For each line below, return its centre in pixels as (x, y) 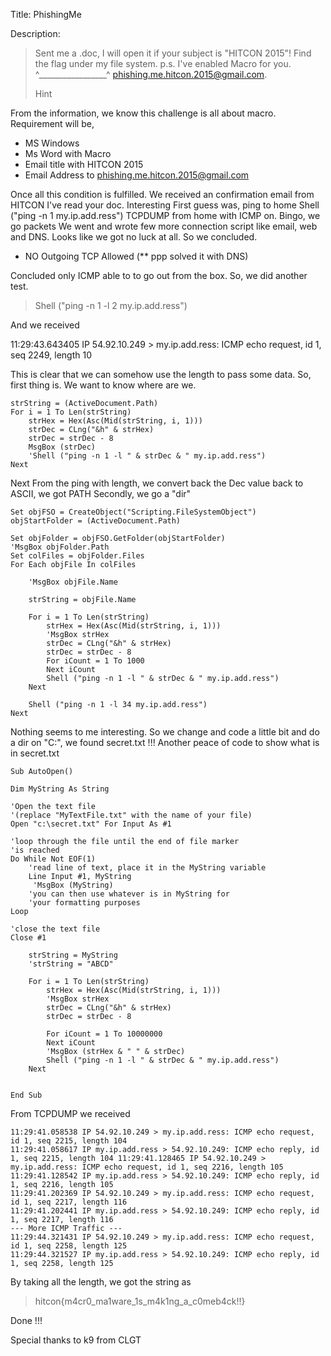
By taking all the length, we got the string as (101, 1282)
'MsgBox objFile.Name (73, 582)
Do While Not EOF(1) (53, 859)
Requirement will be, (52, 123)
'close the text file (55, 929)
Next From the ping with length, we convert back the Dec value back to (157, 483)
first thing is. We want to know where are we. (103, 385)
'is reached (35, 850)
